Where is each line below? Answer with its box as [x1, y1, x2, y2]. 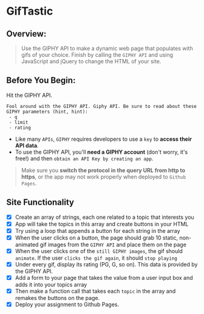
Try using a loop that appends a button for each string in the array [15, 227, 180, 234]
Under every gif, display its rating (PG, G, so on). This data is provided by [15, 260, 198, 268]
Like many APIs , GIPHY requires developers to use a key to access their [15, 135, 192, 143]
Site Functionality [6, 197, 75, 208]
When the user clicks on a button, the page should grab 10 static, [15, 234, 178, 241]
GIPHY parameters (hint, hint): [6, 109, 88, 115]
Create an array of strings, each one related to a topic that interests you [15, 213, 194, 221]
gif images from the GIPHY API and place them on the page [39, 241, 187, 248]
